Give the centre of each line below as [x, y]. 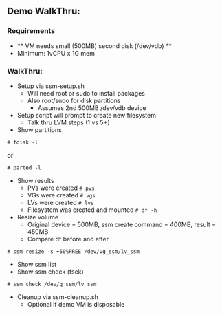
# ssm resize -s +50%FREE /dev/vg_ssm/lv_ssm [73, 251]
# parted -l [24, 168]
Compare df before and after [68, 239]
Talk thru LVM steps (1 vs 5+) [68, 122]
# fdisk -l [23, 142]
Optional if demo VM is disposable [76, 304]
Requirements [31, 31]
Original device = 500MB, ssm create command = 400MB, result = [122, 224]
